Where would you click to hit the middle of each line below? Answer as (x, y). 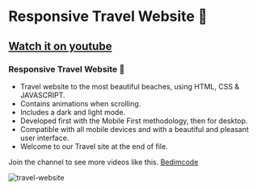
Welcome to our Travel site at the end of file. (94, 146)
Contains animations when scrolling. (80, 103)
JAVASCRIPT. (43, 95)
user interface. (44, 138)
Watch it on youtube (60, 46)
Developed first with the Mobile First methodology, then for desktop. (134, 121)
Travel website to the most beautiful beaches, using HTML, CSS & (130, 86)
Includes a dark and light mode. (73, 112)
